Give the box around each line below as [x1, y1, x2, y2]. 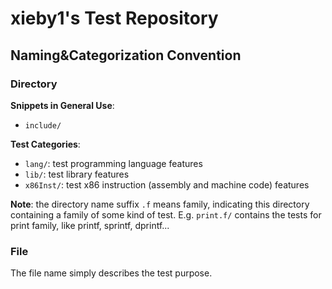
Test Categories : [10, 138, 81, 150]
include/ [24, 120, 62, 131]
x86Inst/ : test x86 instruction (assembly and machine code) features [24, 178, 310, 191]
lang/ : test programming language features [24, 157, 203, 169]
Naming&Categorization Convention [10, 47, 242, 64]
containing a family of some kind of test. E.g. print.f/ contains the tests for [10, 208, 322, 221]
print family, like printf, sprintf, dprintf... [10, 219, 170, 231]
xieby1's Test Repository [10, 7, 219, 30]
